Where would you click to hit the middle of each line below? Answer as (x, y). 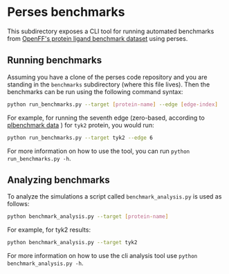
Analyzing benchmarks (58, 180)
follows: (18, 204)
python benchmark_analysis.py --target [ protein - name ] (88, 217)
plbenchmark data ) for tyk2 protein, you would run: (81, 125)
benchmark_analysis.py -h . (45, 263)
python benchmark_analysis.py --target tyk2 (72, 243)
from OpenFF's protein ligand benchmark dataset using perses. (98, 38)
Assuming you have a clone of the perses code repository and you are (107, 77)
